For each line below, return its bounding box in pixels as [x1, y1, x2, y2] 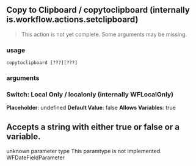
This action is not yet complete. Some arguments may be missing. [21, 31, 187, 38]
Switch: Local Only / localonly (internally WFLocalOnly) [6, 90, 174, 98]
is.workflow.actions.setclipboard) [6, 15, 139, 25]
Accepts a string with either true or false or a [6, 121, 180, 132]
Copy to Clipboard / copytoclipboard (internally [6, 5, 191, 15]
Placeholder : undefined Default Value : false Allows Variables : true [6, 104, 176, 112]
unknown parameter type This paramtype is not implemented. [6, 148, 162, 155]
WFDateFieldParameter [6, 154, 65, 161]
